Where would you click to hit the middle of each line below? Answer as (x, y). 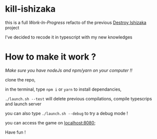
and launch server (23, 104)
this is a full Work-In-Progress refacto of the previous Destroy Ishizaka (76, 22)
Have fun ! (15, 132)
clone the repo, (20, 79)
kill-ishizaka (30, 9)
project (12, 27)
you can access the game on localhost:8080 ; (50, 122)
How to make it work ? (51, 57)
